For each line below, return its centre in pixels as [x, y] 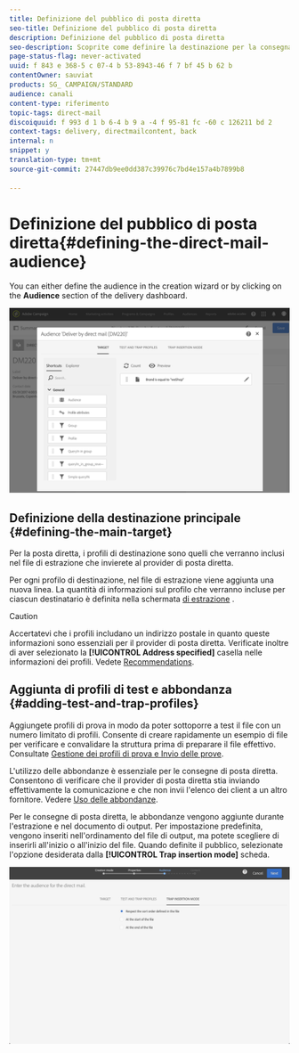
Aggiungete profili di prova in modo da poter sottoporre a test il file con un [145, 725]
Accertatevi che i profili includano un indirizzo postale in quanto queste [139, 633]
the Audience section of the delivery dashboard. [99, 296]
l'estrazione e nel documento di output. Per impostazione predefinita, [136, 826]
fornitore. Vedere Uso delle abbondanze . [84, 799]
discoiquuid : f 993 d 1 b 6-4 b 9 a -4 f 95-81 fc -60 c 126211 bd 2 [141, 122]
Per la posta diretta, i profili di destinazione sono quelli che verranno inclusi [147, 553]
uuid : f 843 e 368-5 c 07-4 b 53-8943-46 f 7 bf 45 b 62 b [121, 66]
